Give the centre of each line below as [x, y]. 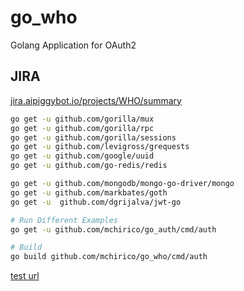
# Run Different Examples [64, 220]
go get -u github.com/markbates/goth [89, 192]
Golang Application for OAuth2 [73, 45]
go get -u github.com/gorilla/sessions [93, 137]
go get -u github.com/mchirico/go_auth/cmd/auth [113, 229]
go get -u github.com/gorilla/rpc [82, 128]
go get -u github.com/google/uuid [82, 156]
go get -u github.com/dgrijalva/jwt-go [96, 202]
